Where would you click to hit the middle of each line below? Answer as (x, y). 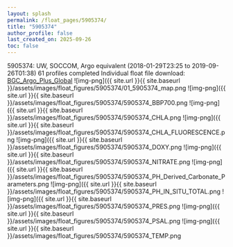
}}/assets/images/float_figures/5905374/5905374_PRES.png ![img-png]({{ (114, 206)
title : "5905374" (32, 26)
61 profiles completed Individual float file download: (112, 73)
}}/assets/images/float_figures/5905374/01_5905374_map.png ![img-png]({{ (116, 88)
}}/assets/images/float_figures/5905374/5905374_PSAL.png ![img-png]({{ (114, 221)
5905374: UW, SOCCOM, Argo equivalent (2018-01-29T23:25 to (99, 66)
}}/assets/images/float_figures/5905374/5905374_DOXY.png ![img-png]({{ (114, 147)
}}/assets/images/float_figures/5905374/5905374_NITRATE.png (99, 162)
